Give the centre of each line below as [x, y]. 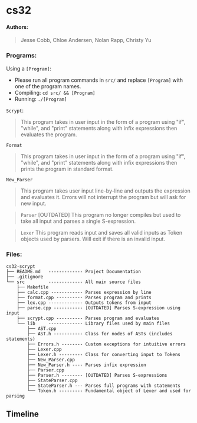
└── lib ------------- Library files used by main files [93, 323]
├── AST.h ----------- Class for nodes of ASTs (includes [100, 334]
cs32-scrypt [21, 266]
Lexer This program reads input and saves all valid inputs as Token [101, 232]
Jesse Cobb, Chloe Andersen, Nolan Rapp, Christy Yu [86, 40]
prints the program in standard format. [67, 169]
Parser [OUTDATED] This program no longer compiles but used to [101, 214]
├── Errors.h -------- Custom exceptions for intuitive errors [106, 344]
